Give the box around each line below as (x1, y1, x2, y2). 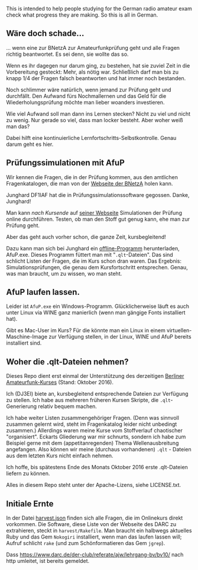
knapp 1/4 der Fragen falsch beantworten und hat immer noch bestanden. (6, 74, 186, 82)
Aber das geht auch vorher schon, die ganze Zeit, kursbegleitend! (6, 233, 167, 240)
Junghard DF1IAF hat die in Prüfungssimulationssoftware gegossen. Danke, (6, 191, 190, 198)
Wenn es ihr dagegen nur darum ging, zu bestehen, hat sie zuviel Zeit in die (6, 62, 190, 69)
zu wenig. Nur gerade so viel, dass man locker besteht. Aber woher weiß (6, 116, 183, 123)
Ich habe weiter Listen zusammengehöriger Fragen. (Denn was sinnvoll (6, 415, 179, 422)
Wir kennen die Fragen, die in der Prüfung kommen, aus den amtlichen (6, 173, 178, 180)
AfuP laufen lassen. (6, 287, 80, 297)
